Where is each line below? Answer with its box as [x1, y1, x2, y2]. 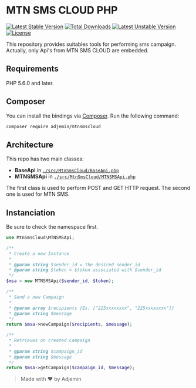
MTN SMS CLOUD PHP [6, 4, 119, 17]
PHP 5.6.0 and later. [6, 79, 54, 86]
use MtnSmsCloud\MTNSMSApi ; [6, 235, 75, 241]
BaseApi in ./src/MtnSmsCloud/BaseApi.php [14, 167, 119, 174]
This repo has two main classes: [6, 155, 84, 162]
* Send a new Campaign [8, 294, 65, 300]
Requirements [6, 64, 59, 74]
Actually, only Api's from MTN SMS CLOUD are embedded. [6, 46, 149, 53]
